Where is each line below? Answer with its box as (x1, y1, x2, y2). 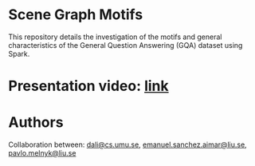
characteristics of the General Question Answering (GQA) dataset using (8, 40, 243, 49)
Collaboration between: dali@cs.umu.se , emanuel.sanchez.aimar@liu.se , (8, 140, 247, 149)
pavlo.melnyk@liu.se (8, 148, 76, 158)
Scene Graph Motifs (8, 6, 143, 24)
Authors (8, 113, 64, 132)
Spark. (8, 49, 30, 58)
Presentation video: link (8, 77, 169, 95)
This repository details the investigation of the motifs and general (8, 32, 222, 41)
